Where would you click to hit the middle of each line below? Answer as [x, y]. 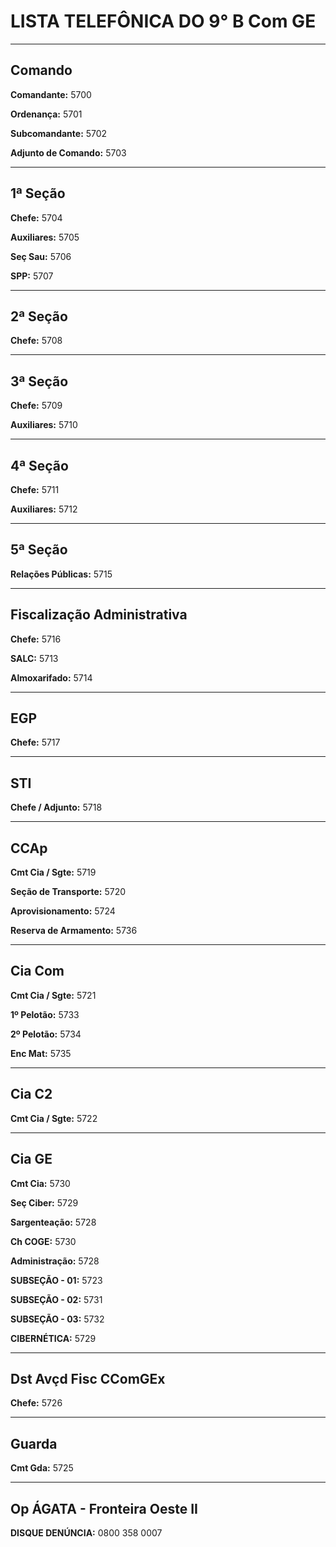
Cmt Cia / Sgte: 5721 [53, 995]
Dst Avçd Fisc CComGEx [88, 1378]
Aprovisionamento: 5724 [63, 911]
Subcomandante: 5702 [59, 133]
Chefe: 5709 [36, 406]
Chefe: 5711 [35, 489]
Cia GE [31, 1159]
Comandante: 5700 [51, 94]
